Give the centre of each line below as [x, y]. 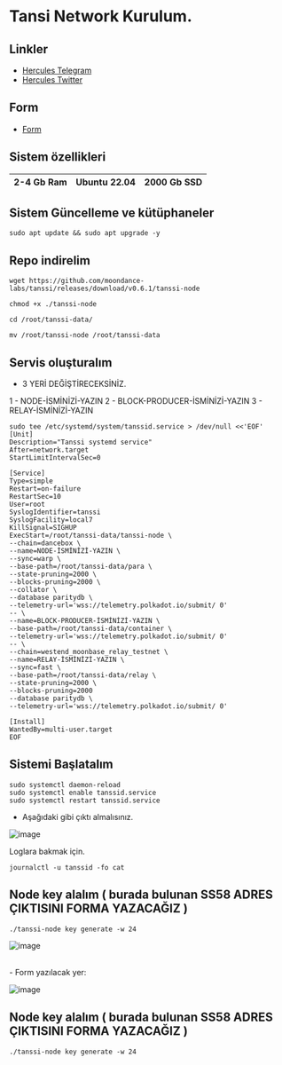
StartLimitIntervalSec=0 [55, 458]
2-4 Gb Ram [41, 182]
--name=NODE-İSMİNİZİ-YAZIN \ [65, 551]
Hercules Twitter [52, 80]
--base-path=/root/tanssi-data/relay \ [83, 675]
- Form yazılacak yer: [48, 972]
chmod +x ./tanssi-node [53, 304]
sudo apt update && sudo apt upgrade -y [85, 233]
